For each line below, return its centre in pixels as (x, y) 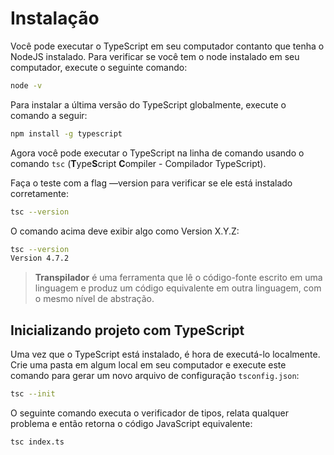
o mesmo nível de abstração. (94, 299)
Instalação (55, 18)
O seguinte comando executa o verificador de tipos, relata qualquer (149, 413)
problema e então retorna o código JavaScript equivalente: (131, 423)
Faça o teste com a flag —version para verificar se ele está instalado (151, 183)
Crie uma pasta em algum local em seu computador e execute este (148, 365)
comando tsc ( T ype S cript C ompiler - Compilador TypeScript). (138, 163)
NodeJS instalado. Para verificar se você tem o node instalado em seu (155, 56)
